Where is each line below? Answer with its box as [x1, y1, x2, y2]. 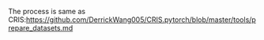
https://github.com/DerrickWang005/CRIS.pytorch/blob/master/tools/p [26, 15, 257, 24]
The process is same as [8, 7, 85, 16]
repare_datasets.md [8, 24, 74, 32]
